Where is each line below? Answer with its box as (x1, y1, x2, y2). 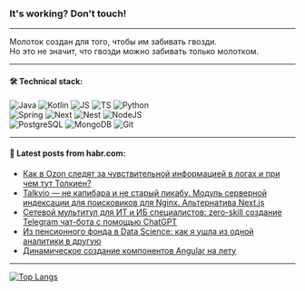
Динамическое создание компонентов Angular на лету (22, 245, 237, 256)
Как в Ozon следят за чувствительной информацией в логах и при (22, 168, 280, 179)
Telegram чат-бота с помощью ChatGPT (22, 216, 178, 227)
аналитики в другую (22, 235, 102, 247)
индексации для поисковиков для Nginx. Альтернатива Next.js (22, 197, 265, 208)
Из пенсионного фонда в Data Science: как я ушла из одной (22, 226, 254, 237)
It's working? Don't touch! (9, 7, 127, 20)
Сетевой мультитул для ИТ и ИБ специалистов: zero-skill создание (22, 207, 283, 218)
